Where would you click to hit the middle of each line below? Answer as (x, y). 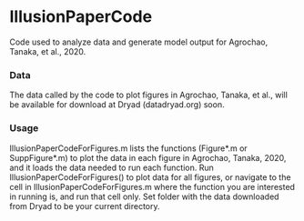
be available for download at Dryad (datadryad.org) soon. (117, 105)
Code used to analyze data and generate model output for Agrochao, (139, 42)
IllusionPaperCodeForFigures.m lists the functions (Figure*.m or (128, 148)
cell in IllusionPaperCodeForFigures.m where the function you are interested (152, 186)
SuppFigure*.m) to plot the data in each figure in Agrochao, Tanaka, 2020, (148, 157)
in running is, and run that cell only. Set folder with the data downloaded (144, 196)
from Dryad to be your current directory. (85, 206)
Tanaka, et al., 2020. (48, 51)
